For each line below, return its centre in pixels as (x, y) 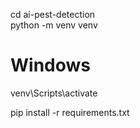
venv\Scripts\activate (54, 93)
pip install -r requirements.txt (70, 112)
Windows (50, 65)
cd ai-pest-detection (53, 14)
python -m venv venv (54, 25)
